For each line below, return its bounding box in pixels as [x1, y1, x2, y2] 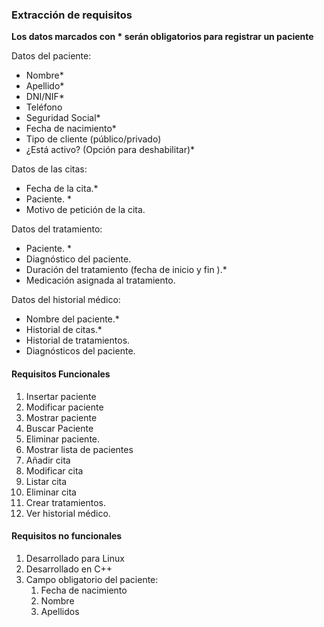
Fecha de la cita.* [25, 183, 99, 195]
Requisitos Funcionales [11, 368, 111, 380]
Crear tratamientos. [25, 496, 106, 508]
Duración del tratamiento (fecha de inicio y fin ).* [25, 264, 228, 276]
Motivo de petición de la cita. [25, 204, 146, 216]
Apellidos [40, 605, 80, 617]
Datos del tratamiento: [11, 223, 103, 235]
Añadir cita [25, 454, 71, 466]
